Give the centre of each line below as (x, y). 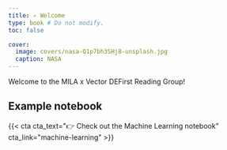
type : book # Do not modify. (56, 23)
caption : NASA (38, 59)
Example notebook (55, 106)
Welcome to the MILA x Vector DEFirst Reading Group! (97, 81)
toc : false (26, 30)
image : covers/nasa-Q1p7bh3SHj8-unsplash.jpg (92, 52)
